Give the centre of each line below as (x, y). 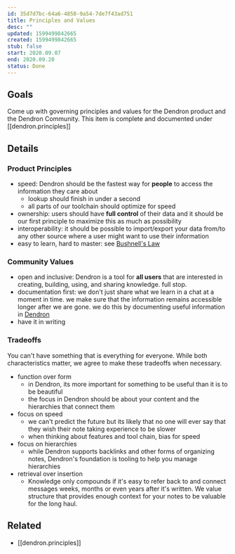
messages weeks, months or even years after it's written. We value (125, 489)
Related (25, 526)
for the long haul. (53, 503)
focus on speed (40, 414)
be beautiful (45, 392)
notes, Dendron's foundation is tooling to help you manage (113, 458)
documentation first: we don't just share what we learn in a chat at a (116, 292)
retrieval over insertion (50, 474)
